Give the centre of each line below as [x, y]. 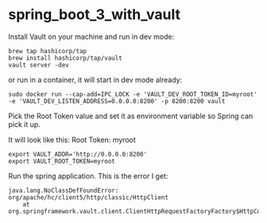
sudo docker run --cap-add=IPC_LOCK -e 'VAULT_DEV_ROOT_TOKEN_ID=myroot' [133, 94]
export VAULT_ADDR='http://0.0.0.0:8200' [78, 154]
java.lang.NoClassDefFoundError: [64, 190]
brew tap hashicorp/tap [48, 51]
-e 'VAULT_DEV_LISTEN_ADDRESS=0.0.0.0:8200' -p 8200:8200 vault [117, 101]
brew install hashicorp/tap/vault [66, 58]
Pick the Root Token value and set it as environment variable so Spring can [131, 116]
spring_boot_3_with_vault [95, 15]
